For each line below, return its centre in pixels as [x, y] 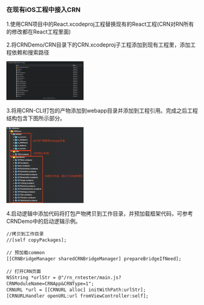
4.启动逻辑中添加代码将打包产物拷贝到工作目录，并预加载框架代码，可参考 [100, 214]
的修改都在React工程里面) [39, 32]
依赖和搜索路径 [30, 53]
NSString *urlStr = [31, 278]
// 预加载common [26, 253]
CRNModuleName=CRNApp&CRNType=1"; [50, 284]
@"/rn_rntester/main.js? [90, 278]
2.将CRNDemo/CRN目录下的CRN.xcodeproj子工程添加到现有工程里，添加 [98, 45]
